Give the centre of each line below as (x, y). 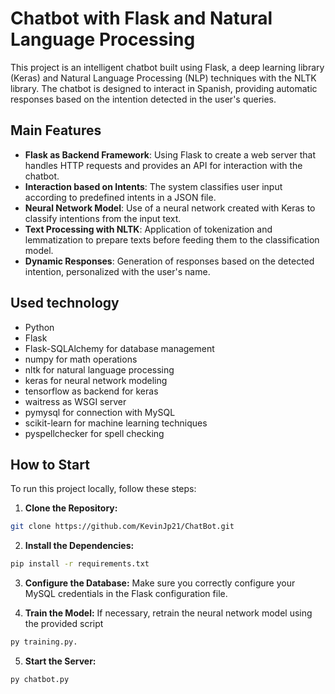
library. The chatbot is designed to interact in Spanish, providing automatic (164, 88)
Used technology (65, 303)
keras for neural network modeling (96, 380)
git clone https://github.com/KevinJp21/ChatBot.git (122, 527)
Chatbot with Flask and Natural (141, 18)
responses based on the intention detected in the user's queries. (143, 99)
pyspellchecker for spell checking (94, 433)
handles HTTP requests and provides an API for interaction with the (163, 165)
